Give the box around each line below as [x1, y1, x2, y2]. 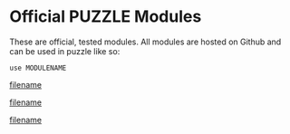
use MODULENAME [9, 63, 67, 72]
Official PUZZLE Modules [9, 6, 202, 27]
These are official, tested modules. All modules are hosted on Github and [9, 36, 282, 47]
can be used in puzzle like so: [9, 45, 121, 56]
